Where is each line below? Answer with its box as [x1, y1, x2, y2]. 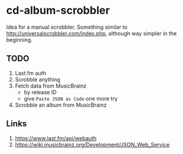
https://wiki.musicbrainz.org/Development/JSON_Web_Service [14, 141, 170, 148]
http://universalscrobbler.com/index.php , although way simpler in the [6, 29, 177, 37]
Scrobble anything [14, 76, 61, 83]
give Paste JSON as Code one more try [23, 95, 118, 102]
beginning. [6, 36, 33, 43]
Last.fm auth [14, 70, 46, 77]
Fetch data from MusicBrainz [14, 82, 87, 89]
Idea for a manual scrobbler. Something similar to [6, 23, 128, 31]
